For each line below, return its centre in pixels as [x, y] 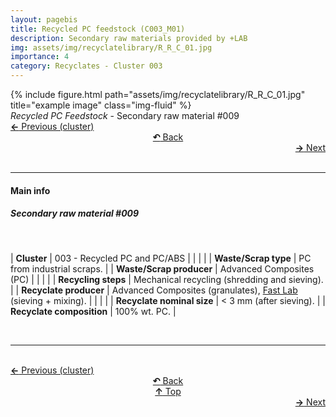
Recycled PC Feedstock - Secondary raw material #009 [125, 115]
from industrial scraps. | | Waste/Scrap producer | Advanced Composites [162, 268]
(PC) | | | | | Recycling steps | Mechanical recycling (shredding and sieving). [167, 279]
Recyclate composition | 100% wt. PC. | [93, 311]
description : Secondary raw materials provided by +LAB [129, 38]
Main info [30, 190]
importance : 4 [40, 57]
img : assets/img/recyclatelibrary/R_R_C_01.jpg [111, 47]
